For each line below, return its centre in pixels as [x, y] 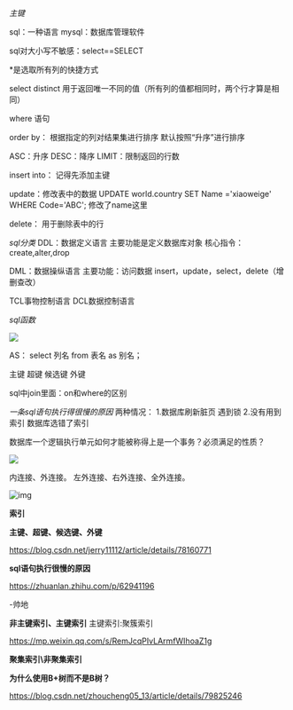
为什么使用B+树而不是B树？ [60, 678]
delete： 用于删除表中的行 [57, 224]
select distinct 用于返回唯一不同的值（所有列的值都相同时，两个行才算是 [140, 88]
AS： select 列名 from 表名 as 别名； [76, 355]
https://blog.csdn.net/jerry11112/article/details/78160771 [111, 550]
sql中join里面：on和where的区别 [68, 393]
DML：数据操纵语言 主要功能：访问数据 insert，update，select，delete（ [143, 271]
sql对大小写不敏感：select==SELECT [77, 51]
